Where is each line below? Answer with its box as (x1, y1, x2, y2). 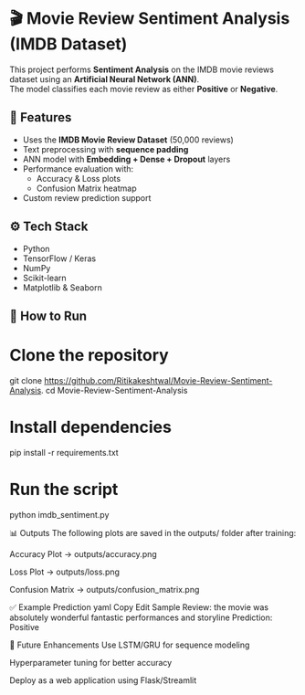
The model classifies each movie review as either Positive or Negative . (9, 83, 279, 94)
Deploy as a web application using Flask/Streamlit (9, 674, 197, 686)
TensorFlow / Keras (22, 253, 97, 264)
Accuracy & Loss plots (36, 173, 121, 184)
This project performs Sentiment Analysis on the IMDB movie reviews (9, 64, 274, 75)
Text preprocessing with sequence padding (22, 143, 189, 154)
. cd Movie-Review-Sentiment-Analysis (40, 384, 188, 395)
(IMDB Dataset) (9, 34, 128, 55)
